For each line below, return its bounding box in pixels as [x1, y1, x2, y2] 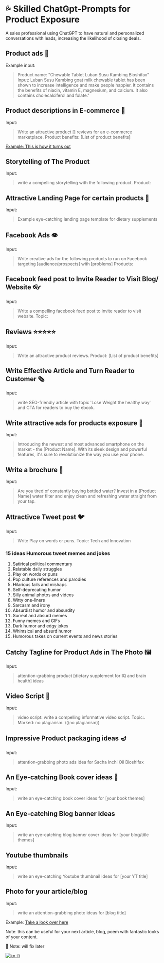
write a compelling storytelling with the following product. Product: [17, 180, 151, 186]
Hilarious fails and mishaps [12, 582, 67, 588]
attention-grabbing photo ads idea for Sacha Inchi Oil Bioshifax [17, 759, 144, 765]
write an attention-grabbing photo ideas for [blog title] [17, 909, 126, 915]
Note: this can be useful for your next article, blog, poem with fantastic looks [5, 928, 159, 934]
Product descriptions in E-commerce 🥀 [5, 107, 126, 115]
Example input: [5, 62, 36, 68]
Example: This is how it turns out [5, 143, 71, 149]
